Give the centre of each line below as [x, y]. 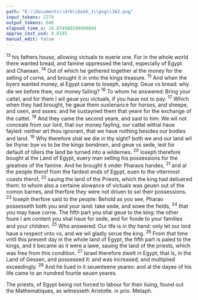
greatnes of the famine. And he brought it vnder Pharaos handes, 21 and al [97, 165]
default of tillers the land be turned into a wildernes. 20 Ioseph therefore [93, 151]
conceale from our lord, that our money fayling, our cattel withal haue [91, 124]
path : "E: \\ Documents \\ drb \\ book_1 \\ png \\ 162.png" [70, 12]
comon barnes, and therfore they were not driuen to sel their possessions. [97, 191]
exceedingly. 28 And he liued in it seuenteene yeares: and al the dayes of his [99, 266]
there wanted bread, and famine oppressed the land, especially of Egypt [94, 63]
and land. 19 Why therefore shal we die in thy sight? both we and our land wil [99, 138]
